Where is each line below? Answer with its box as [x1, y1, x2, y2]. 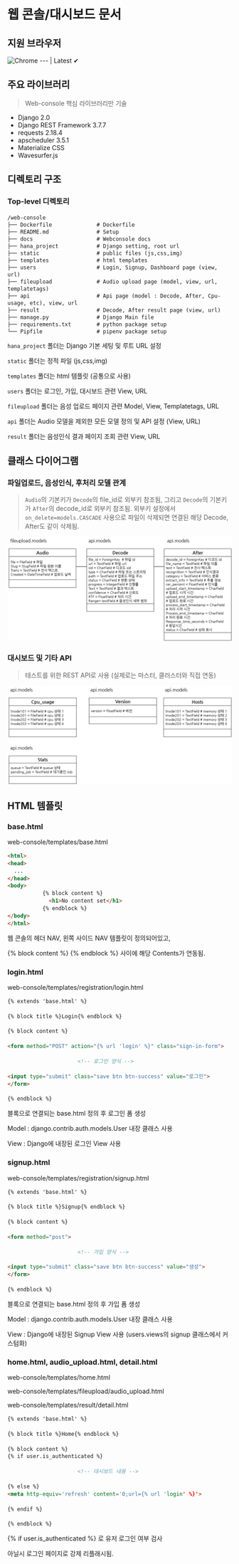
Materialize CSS [17, 143, 65, 152]
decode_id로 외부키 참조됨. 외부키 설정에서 [55, 504, 176, 513]
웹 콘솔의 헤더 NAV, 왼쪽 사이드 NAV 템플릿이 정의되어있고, [7, 934, 171, 942]
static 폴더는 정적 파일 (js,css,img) [7, 356, 108, 365]
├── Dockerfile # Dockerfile [7, 221, 135, 228]
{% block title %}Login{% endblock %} [7, 1013, 122, 1020]
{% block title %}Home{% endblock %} [7, 1430, 119, 1437]
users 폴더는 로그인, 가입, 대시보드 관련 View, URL [7, 386, 148, 395]
